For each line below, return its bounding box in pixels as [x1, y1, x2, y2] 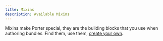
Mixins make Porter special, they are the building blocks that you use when [5, 25, 159, 31]
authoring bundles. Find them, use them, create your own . [5, 30, 124, 36]
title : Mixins [5, 7, 35, 12]
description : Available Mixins [5, 12, 70, 17]
